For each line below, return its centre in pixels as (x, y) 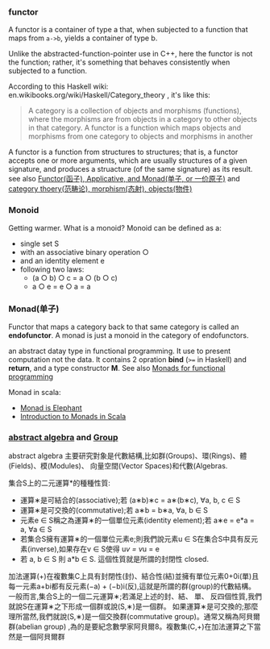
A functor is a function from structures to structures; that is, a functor (123, 152)
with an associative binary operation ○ (84, 252)
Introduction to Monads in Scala (73, 416)
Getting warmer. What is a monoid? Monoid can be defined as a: (115, 227)
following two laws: (52, 269)
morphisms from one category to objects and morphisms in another (141, 136)
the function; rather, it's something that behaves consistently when (119, 62)
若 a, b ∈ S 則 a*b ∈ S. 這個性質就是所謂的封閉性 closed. (114, 560)
